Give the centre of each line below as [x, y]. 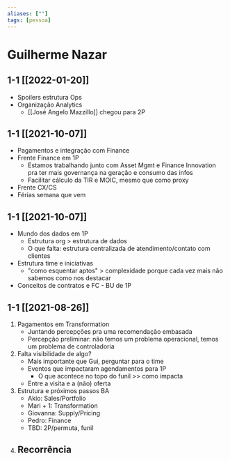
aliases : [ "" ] [28, 14]
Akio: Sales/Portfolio [57, 398]
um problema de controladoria [71, 346]
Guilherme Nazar [57, 55]
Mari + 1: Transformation [63, 406]
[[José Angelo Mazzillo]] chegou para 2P [87, 112]
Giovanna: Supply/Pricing [64, 413]
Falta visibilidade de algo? [54, 353]
